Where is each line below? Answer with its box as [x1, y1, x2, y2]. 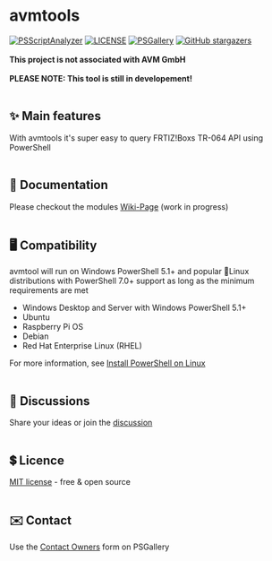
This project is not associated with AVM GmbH [9, 54, 186, 65]
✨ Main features [9, 108, 101, 124]
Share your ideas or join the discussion [9, 418, 153, 428]
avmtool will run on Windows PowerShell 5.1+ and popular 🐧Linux [9, 266, 250, 277]
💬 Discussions [9, 393, 90, 409]
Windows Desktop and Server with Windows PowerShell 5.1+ [21, 302, 247, 314]
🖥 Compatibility [9, 237, 98, 253]
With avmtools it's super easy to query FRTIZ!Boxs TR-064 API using [9, 132, 264, 143]
